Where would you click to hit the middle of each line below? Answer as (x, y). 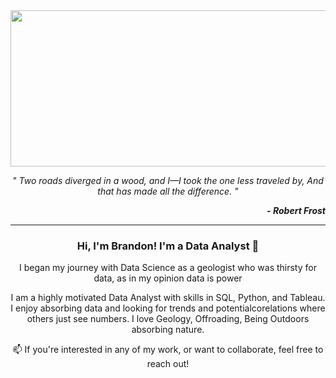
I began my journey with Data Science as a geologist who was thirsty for (168, 268)
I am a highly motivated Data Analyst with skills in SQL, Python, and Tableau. (168, 298)
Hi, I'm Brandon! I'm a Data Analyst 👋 (168, 246)
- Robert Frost (296, 210)
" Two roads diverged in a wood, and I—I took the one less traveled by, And (168, 180)
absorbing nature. (168, 330)
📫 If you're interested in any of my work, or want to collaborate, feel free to (168, 350)
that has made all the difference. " (168, 191)
